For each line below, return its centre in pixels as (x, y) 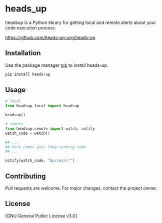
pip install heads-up (28, 74)
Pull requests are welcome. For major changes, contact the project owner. (81, 188)
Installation (23, 53)
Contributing (25, 176)
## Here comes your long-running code (45, 147)
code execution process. (31, 27)
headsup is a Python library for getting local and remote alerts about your (81, 22)
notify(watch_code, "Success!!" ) (40, 161)
